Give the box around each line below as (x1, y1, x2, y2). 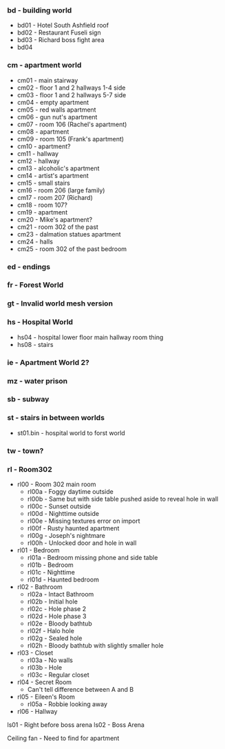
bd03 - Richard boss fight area (17, 36, 105, 44)
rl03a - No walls (27, 656, 74, 664)
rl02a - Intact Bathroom (27, 590, 94, 598)
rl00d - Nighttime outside (27, 509, 100, 517)
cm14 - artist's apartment (17, 171, 89, 179)
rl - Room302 (7, 464, 53, 474)
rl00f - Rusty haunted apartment (27, 523, 120, 532)
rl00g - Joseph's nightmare (27, 531, 105, 539)
